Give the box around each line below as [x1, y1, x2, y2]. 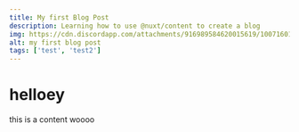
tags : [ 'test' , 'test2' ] [9, 46, 101, 55]
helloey [9, 85, 65, 105]
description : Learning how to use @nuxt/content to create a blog [9, 21, 261, 30]
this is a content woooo [9, 114, 95, 125]
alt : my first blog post [9, 37, 101, 47]
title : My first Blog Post [9, 12, 109, 22]
